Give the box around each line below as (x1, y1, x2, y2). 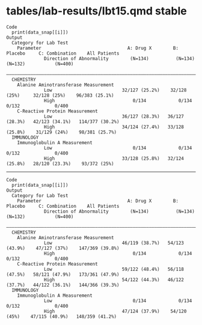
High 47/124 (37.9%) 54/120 (44, 308, 187, 314)
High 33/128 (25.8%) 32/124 (44, 155, 185, 162)
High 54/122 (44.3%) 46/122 (44, 276, 185, 283)
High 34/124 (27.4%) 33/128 (44, 124, 185, 130)
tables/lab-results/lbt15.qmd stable (6, 4, 188, 18)
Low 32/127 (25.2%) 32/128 (44, 87, 187, 93)
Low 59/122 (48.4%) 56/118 (44, 266, 185, 272)
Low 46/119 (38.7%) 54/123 (44, 240, 185, 246)
